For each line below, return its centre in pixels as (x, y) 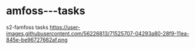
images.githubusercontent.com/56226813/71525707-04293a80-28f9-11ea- (98, 33)
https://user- (65, 27)
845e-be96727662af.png (37, 40)
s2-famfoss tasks (27, 27)
